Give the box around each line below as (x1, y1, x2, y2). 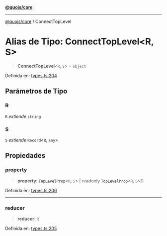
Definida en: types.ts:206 (5, 187, 57, 193)
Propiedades (5, 151, 46, 160)
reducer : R (17, 216, 39, 222)
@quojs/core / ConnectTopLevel (5, 18, 72, 24)
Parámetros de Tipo (5, 87, 68, 96)
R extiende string (5, 113, 41, 119)
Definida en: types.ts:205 (5, 225, 57, 231)
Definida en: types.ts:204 (5, 72, 57, 79)
